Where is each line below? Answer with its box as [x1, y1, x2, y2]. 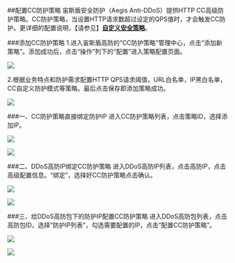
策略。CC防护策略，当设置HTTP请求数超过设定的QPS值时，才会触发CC [13, 15, 220, 23]
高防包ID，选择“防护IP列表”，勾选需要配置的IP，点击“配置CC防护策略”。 [7, 221, 216, 229]
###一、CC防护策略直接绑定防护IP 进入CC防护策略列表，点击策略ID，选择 [7, 112, 222, 121]
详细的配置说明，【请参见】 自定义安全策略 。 [25, 24, 152, 32]
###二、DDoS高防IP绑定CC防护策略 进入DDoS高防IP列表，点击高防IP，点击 [7, 162, 227, 170]
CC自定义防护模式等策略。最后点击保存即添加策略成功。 [7, 84, 170, 93]
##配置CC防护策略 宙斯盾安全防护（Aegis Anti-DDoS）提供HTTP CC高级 [7, 6, 218, 14]
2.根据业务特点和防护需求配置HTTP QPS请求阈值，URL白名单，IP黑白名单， [7, 76, 227, 83]
